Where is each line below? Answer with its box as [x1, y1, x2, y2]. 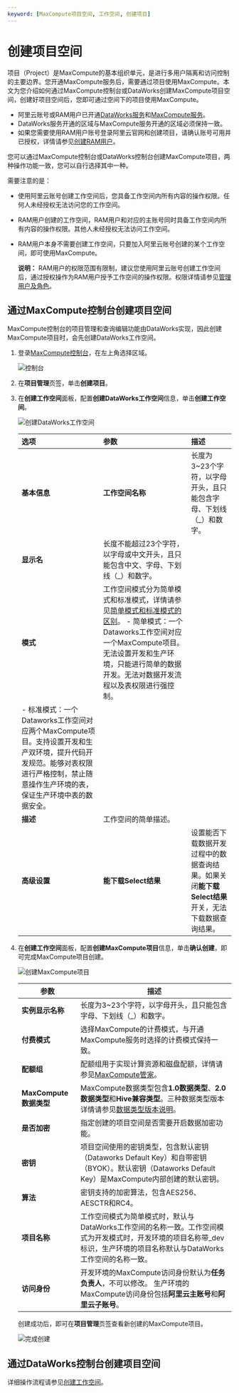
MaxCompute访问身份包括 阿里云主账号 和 [80, 1289, 218, 1299]
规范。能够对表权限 [28, 758, 93, 768]
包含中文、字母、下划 [110, 561, 182, 571]
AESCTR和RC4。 [80, 1198, 137, 1208]
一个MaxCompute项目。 [102, 638, 184, 648]
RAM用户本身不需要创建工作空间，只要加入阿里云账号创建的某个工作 [17, 240, 219, 248]
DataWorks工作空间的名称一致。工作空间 [80, 1223, 217, 1233]
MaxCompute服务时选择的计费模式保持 [80, 1035, 211, 1045]
